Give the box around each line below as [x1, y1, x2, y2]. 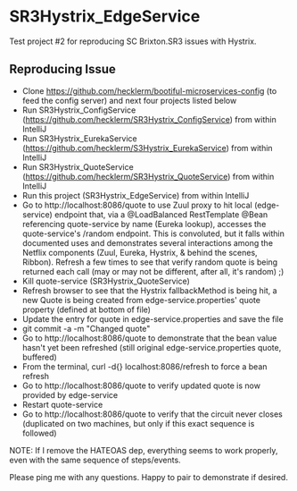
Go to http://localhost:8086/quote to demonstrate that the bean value [21, 333, 277, 343]
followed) [21, 428, 57, 438]
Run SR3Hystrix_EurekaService [21, 132, 138, 144]
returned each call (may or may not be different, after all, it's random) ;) [21, 266, 285, 276]
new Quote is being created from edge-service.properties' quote [21, 294, 261, 305]
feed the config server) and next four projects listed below [21, 95, 237, 106]
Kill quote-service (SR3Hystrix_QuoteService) [21, 275, 190, 286]
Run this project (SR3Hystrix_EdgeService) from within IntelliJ [21, 190, 250, 200]
